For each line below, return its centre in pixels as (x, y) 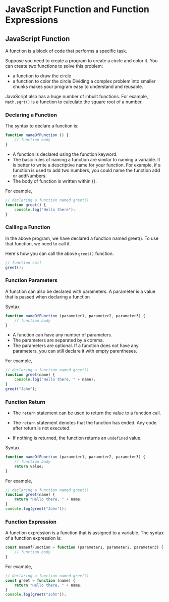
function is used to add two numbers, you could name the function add (86, 170)
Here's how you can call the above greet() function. (60, 253)
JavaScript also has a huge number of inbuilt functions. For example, (77, 96)
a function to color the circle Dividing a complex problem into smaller (84, 81)
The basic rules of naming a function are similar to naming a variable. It (86, 159)
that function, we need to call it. (38, 243)
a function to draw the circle (42, 76)
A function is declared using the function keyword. (65, 154)
